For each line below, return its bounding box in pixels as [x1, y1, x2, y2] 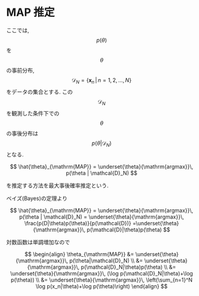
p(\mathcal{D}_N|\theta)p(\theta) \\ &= [80, 263, 177, 271]
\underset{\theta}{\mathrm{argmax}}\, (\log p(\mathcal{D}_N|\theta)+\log [10, 270, 194, 277]
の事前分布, [6, 66, 35, 74]
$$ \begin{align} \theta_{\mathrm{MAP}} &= [24, 251, 134, 258]
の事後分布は [6, 129, 38, 137]
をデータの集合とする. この [6, 88, 73, 95]
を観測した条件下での [6, 109, 59, 117]
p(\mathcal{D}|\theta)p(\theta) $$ [86, 226, 171, 233]
